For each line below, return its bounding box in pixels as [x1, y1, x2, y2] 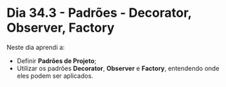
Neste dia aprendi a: [6, 43, 65, 51]
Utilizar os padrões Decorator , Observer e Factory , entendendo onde [16, 64, 220, 72]
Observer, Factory [6, 20, 115, 36]
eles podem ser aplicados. [16, 72, 94, 80]
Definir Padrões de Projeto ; [16, 56, 97, 65]
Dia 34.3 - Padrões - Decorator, [6, 5, 192, 21]
